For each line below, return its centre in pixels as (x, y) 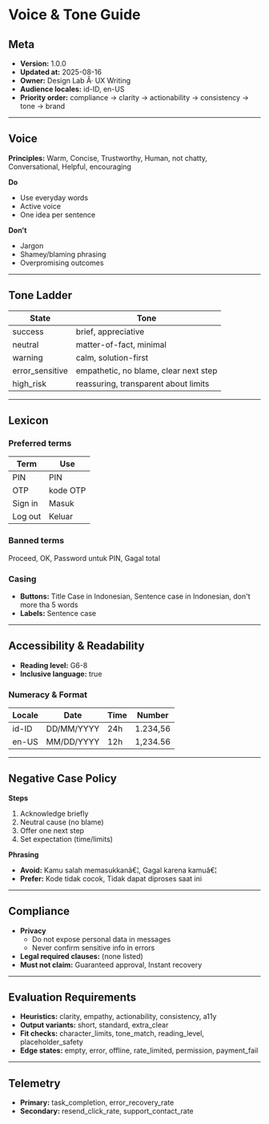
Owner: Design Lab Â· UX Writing (75, 81)
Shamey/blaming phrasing (63, 254)
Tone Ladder (40, 295)
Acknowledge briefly (54, 813)
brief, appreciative (110, 332)
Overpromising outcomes (62, 263)
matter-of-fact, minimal (121, 344)
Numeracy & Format (48, 695)
